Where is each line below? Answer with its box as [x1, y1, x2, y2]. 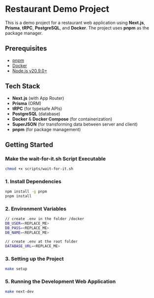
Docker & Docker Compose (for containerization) [12, 116, 113, 122]
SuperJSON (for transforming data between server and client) [12, 121, 138, 127]
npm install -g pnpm [5, 189, 48, 194]
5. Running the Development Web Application [5, 278, 116, 285]
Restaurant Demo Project [5, 3, 109, 15]
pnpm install [5, 194, 32, 199]
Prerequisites [5, 44, 47, 53]
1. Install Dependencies [5, 178, 62, 185]
